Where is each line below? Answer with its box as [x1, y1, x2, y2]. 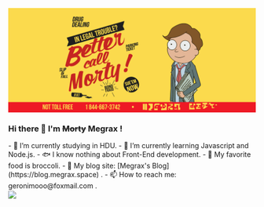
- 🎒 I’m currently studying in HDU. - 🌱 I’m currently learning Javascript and [8, 140, 249, 150]
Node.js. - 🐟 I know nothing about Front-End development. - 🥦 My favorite [8, 149, 251, 159]
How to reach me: [119, 169, 177, 179]
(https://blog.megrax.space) [8, 169, 100, 179]
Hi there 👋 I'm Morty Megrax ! [8, 123, 123, 134]
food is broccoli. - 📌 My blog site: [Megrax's [8, 161, 151, 170]
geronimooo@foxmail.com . [8, 180, 97, 191]
